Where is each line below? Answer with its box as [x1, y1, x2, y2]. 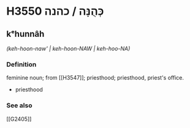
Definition [6, 60, 37, 69]
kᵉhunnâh [6, 29, 45, 39]
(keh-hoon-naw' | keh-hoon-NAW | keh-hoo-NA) [6, 45, 131, 52]
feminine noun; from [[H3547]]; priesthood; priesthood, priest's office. [6, 74, 184, 81]
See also [6, 101, 32, 110]
